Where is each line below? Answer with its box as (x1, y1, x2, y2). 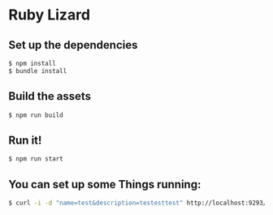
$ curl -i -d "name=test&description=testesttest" (8, 199, 184, 207)
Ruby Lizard (8, 6, 91, 24)
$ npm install (8, 59, 57, 67)
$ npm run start (8, 155, 63, 163)
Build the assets (8, 89, 92, 103)
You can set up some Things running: (8, 177, 201, 191)
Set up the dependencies (8, 38, 138, 52)
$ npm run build (8, 111, 63, 119)
